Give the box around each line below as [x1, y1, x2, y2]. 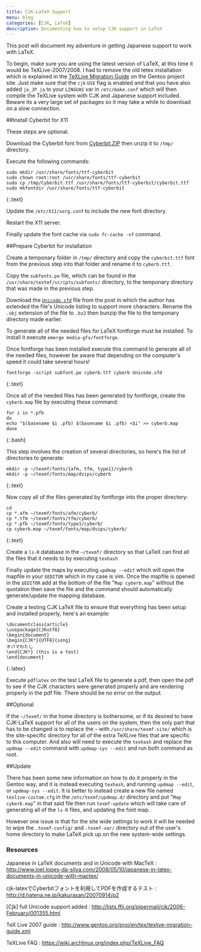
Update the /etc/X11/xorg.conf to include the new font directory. [6, 207, 167, 215]
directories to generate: [6, 455, 65, 462]
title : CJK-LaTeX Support [6, 8, 71, 15]
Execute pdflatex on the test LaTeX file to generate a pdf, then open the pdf [6, 677, 194, 684]
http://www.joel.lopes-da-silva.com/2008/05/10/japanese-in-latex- [6, 865, 172, 873]
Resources [6, 846, 38, 854]
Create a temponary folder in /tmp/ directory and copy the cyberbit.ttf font [6, 254, 195, 262]
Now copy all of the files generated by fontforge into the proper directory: [6, 494, 188, 501]
